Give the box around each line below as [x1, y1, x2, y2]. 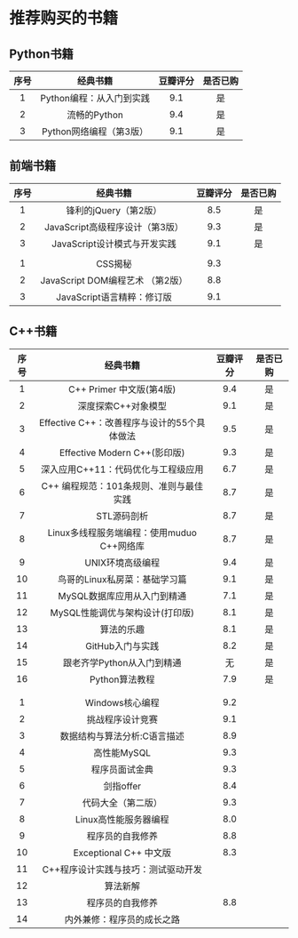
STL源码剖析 [96, 509, 149, 522]
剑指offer [103, 780, 142, 792]
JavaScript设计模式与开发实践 [51, 237, 176, 250]
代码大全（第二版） [82, 797, 162, 809]
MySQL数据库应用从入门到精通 [58, 589, 187, 602]
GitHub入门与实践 [85, 639, 160, 652]
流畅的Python [67, 108, 124, 121]
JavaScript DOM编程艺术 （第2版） [40, 274, 188, 286]
